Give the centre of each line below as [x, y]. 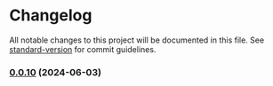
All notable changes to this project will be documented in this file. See [137, 40]
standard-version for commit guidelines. [83, 49]
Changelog [51, 16]
